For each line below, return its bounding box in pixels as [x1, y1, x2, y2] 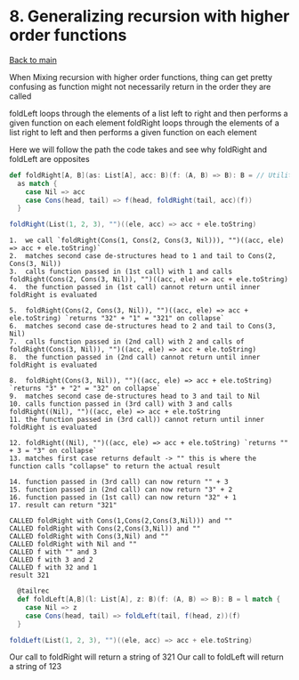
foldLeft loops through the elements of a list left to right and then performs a [9, 108, 288, 118]
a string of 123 [9, 661, 62, 672]
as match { [17, 179, 58, 188]
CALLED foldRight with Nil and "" [9, 540, 138, 549]
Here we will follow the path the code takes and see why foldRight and [9, 144, 268, 155]
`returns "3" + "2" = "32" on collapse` [9, 385, 162, 393]
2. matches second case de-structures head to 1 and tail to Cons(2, [9, 252, 277, 261]
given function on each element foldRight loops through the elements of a [9, 117, 280, 128]
